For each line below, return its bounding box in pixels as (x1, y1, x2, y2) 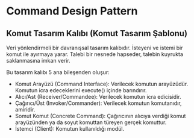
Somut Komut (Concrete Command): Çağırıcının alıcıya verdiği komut (14, 113, 186, 119)
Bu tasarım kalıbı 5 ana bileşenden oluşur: (6, 69, 110, 76)
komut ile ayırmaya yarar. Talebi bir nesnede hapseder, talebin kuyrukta (6, 51, 184, 58)
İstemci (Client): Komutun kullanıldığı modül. (14, 125, 125, 132)
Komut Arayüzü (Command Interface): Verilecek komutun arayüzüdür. (14, 80, 189, 87)
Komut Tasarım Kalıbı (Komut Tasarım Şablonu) (6, 28, 188, 39)
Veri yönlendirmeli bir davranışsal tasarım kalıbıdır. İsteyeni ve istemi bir (6, 44, 183, 51)
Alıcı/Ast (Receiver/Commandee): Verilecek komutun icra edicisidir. (14, 93, 181, 100)
